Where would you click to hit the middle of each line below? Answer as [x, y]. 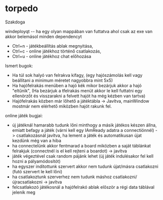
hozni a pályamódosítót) [36, 161]
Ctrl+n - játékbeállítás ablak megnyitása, [53, 46]
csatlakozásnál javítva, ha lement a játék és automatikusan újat [79, 135]
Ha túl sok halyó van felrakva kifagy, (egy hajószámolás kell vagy [77, 75]
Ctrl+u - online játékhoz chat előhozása [52, 56]
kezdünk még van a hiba [37, 140]
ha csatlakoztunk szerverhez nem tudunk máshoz [62, 177]
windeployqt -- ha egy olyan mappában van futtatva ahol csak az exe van [79, 31]
